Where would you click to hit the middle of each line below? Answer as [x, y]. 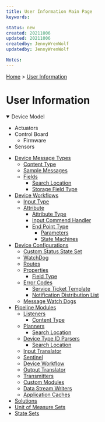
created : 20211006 [28, 33]
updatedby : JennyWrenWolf [37, 50]
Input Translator [42, 351]
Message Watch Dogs [50, 301]
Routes [32, 264]
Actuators [26, 128]
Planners [34, 326]
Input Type [36, 201]
